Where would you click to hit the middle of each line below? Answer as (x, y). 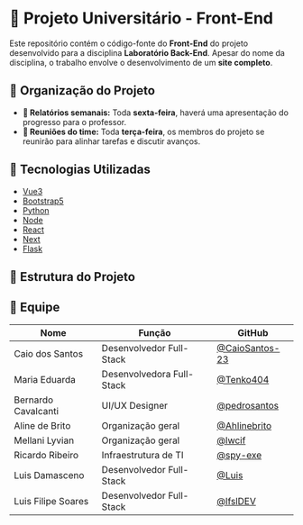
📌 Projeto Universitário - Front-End (141, 18)
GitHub (253, 332)
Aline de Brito (42, 425)
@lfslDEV (236, 501)
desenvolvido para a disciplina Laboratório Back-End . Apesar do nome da (147, 52)
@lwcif (231, 440)
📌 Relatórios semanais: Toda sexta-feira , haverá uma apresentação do (155, 113)
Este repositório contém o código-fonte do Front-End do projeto (129, 43)
